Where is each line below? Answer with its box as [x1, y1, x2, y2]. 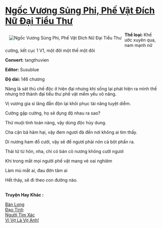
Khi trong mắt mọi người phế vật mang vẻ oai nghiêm [5, 158, 112, 164]
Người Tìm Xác [5, 212, 35, 218]
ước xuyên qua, [125, 37, 156, 43]
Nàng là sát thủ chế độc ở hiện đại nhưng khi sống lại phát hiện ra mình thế [5, 85, 157, 91]
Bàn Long [5, 201, 25, 207]
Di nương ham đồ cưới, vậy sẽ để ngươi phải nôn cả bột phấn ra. [5, 139, 135, 145]
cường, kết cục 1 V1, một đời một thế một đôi [5, 47, 95, 53]
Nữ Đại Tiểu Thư [5, 15, 73, 27]
